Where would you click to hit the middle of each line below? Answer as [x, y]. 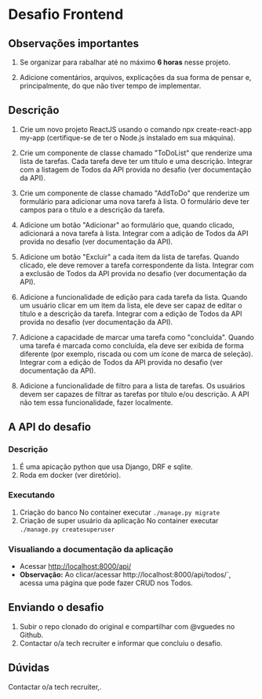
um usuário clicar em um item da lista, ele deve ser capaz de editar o [131, 305]
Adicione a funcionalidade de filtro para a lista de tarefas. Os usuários [132, 385]
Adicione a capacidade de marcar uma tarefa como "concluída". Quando [137, 337]
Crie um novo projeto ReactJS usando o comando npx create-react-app [136, 129]
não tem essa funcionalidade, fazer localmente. [96, 402]
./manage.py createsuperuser [67, 530]
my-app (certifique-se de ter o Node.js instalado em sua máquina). [127, 137]
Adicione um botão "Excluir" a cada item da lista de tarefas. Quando [129, 257]
